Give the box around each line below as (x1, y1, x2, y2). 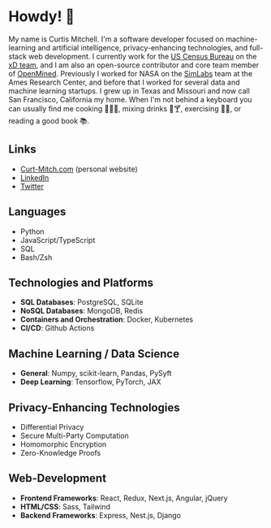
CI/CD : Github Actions (19, 323, 95, 333)
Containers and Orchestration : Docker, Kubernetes (19, 314, 193, 324)
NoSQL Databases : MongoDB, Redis (19, 306, 144, 316)
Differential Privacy (19, 422, 84, 431)
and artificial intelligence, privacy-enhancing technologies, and (37, 42, 248, 52)
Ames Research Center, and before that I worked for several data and (8, 77, 241, 87)
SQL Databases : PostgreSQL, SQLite (19, 297, 144, 307)
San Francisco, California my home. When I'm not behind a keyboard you (8, 94, 253, 104)
